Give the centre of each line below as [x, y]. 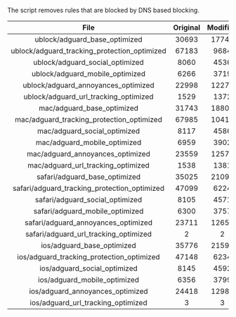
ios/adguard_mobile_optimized [88, 280]
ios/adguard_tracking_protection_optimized [88, 257]
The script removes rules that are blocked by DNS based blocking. [104, 10]
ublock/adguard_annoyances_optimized [88, 85]
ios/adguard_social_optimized [89, 268]
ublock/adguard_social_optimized [88, 62]
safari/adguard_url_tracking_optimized [89, 234]
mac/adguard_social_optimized [89, 131]
